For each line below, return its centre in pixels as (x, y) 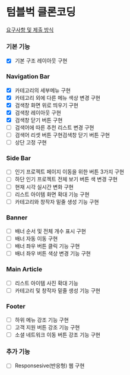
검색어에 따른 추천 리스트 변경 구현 (54, 127)
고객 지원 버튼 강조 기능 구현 (47, 327)
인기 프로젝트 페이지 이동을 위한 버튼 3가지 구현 (69, 172)
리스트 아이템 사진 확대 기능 (47, 283)
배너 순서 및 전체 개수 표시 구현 (50, 231)
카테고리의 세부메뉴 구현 (43, 90)
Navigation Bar (28, 77)
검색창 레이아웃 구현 (38, 112)
